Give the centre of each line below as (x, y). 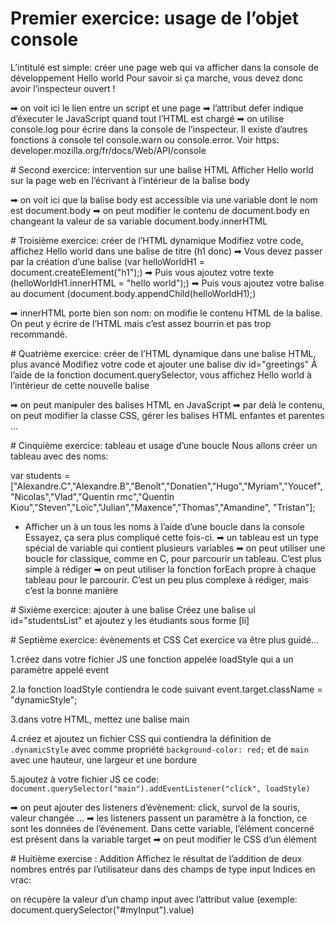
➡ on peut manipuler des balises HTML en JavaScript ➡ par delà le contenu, (167, 404)
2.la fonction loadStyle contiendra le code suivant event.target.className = (166, 689)
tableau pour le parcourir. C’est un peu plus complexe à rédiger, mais (166, 579)
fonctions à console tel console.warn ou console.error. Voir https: (145, 139)
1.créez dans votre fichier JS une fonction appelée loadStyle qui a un (152, 659)
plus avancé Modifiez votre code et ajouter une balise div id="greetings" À (164, 364)
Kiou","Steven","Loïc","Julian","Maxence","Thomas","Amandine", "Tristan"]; (163, 507)
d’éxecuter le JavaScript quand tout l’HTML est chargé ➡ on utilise (147, 118)
